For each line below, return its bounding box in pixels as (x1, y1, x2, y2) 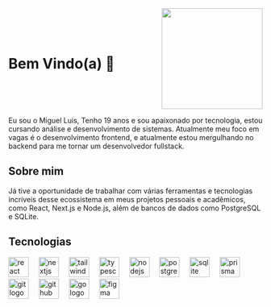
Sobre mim (8, 164, 65, 178)
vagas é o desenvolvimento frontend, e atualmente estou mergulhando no (8, 133, 254, 142)
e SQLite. (8, 211, 39, 221)
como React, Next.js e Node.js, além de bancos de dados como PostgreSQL (8, 203, 261, 213)
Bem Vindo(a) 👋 (8, 55, 115, 73)
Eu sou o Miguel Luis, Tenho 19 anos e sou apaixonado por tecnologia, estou (8, 116, 263, 125)
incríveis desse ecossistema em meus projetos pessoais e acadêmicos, (8, 194, 246, 204)
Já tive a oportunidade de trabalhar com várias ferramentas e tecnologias (8, 185, 253, 196)
